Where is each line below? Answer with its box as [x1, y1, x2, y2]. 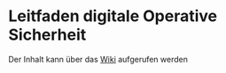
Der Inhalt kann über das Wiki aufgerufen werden [8, 54, 188, 64]
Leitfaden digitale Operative [8, 6, 218, 26]
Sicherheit [8, 25, 87, 45]
